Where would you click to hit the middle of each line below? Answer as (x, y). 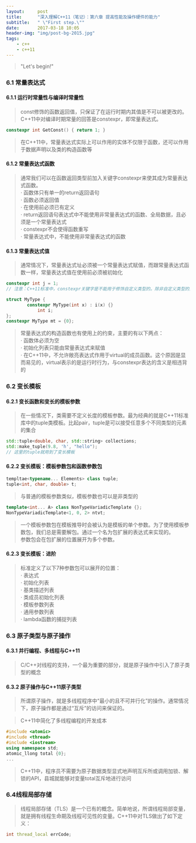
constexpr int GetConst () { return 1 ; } (56, 130)
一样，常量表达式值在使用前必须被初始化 (74, 272)
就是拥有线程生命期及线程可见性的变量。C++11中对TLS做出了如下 (99, 816)
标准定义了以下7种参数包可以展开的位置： (70, 568)
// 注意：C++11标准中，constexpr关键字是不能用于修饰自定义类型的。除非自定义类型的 (98, 289)
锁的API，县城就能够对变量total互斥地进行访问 (76, 778)
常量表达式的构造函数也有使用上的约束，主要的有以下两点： (92, 333)
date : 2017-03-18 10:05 (43, 28)
